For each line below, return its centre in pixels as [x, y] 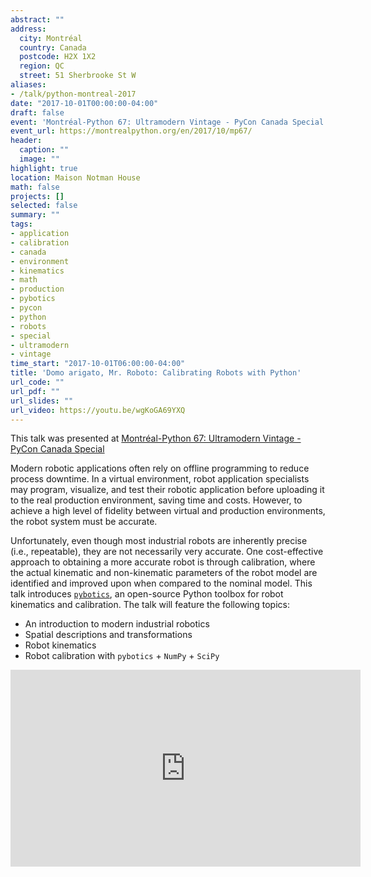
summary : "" [35, 215]
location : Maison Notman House [75, 177]
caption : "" [44, 150]
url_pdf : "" [35, 391]
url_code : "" [37, 382]
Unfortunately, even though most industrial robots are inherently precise [159, 541]
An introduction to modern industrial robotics [117, 624]
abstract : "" [37, 19]
